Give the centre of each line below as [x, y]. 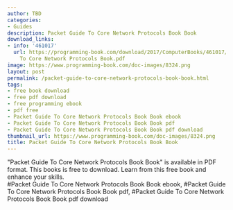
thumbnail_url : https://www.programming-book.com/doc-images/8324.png [111, 136]
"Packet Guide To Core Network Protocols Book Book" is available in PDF [112, 162]
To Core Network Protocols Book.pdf [73, 59]
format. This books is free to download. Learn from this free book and [107, 170]
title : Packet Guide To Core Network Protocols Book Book [93, 143]
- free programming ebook [44, 104]
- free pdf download [37, 98]
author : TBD [24, 14]
